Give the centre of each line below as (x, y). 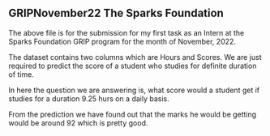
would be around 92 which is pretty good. (78, 123)
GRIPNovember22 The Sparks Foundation (116, 13)
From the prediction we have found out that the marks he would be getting (133, 114)
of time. (21, 74)
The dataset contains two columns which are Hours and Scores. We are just (135, 57)
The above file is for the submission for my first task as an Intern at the (126, 32)
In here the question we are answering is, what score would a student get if (134, 90)
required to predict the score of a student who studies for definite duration (133, 66)
